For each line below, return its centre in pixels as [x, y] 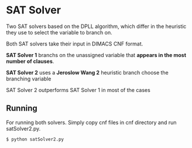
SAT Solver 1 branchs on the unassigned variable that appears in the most [96, 55]
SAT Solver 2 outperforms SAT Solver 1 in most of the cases [78, 90]
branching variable [29, 79]
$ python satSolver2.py [35, 139]
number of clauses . [30, 61]
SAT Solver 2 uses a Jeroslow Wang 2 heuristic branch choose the [87, 72]
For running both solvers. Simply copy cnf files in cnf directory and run [91, 122]
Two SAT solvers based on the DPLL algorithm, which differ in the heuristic [96, 26]
